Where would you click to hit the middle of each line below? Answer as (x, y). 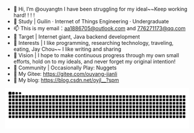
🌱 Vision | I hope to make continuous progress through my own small (96, 55)
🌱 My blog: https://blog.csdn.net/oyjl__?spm (66, 80)
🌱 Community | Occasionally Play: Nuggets (65, 68)
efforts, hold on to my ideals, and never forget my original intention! (94, 62)
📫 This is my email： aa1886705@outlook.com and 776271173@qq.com (99, 28)
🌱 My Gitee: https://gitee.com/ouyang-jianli (65, 74)
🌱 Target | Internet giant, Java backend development (77, 37)
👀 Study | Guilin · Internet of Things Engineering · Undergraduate (91, 21)
